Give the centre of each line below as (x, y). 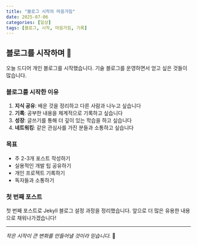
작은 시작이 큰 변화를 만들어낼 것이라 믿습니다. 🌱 (61, 236)
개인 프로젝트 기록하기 (40, 172)
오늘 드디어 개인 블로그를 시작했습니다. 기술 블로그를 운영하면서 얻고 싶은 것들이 (97, 68)
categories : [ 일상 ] (29, 22)
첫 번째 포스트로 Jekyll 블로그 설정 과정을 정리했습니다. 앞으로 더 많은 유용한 (93, 211)
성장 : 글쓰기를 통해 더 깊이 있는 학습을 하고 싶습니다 (73, 120)
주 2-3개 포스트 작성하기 (42, 158)
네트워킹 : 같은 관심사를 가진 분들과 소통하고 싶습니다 (74, 128)
